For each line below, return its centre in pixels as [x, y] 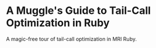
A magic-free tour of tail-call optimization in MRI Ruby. [72, 39]
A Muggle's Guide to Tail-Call [78, 11]
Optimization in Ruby [58, 23]
